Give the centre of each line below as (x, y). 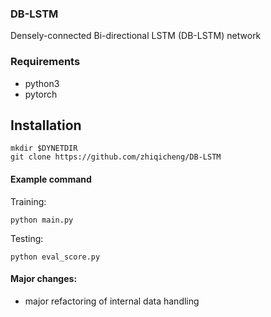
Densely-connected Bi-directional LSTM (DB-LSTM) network (136, 36)
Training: (28, 201)
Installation (46, 125)
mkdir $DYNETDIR (44, 148)
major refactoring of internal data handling (112, 301)
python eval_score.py (55, 257)
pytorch (41, 94)
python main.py (42, 220)
